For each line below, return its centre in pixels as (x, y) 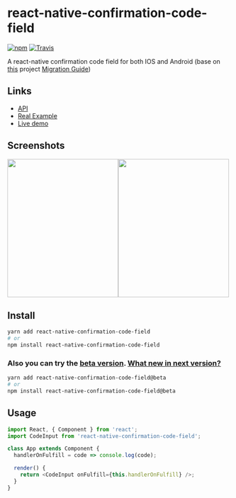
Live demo (33, 123)
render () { (30, 468)
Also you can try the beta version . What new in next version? (114, 363)
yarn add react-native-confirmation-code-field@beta (87, 378)
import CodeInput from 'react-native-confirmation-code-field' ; (104, 436)
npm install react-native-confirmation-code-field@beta (91, 391)
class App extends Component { (54, 449)
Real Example (38, 115)
